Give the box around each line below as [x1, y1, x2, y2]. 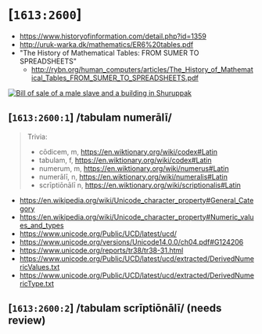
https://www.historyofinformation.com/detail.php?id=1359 [19, 31, 207, 41]
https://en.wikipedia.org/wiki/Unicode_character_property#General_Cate [19, 195, 254, 205]
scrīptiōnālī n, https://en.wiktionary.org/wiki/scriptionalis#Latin [38, 180, 241, 190]
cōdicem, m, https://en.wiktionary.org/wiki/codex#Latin [38, 147, 217, 156]
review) [8, 314, 46, 327]
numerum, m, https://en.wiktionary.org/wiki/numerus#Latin [38, 163, 229, 173]
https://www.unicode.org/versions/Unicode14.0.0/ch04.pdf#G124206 [19, 237, 244, 246]
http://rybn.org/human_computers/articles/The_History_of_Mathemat [31, 64, 254, 74]
